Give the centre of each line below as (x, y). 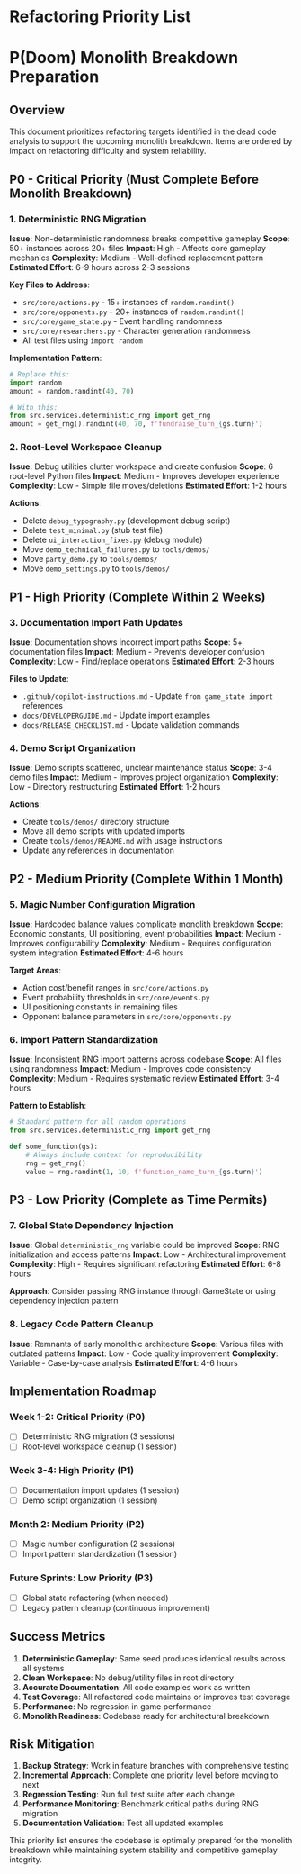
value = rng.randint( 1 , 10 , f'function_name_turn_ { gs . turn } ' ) (144, 1172)
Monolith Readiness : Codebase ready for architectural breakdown (146, 1716)
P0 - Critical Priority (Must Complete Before (134, 179)
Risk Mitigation (52, 1744)
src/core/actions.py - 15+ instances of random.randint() (128, 302)
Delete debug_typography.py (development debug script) (126, 521)
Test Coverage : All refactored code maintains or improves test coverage (156, 1697)
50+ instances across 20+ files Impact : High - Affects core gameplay (138, 248)
